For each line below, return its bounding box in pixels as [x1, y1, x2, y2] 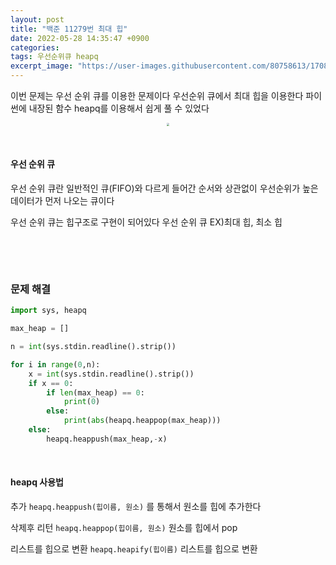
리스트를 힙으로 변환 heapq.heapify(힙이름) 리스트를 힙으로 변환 [10, 543, 258, 555]
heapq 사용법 [10, 476, 64, 488]
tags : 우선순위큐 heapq [10, 52, 99, 62]
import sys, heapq [10, 306, 87, 316]
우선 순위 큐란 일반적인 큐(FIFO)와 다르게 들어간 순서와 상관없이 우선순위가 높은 [10, 182, 319, 194]
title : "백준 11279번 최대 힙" [10, 24, 128, 34]
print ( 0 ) [63, 397, 101, 407]
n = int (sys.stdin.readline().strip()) [10, 342, 177, 352]
